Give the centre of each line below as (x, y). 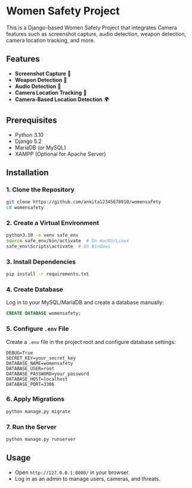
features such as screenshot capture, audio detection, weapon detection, (96, 33)
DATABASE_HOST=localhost (37, 379)
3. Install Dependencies (41, 261)
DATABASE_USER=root (30, 368)
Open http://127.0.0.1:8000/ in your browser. (72, 472)
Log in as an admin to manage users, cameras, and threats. (88, 478)
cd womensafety (25, 208)
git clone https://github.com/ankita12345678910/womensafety (84, 202)
